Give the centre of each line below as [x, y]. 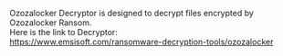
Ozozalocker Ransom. [51, 23]
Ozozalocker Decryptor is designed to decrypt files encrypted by [131, 13]
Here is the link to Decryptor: [64, 32]
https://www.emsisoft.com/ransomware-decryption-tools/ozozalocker [141, 42]
